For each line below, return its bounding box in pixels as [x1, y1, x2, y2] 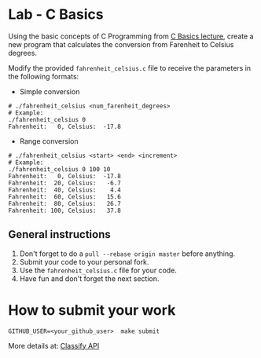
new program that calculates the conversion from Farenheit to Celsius [8, 39, 234, 49]
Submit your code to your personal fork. [19, 257, 149, 266]
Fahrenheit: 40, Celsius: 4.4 [8, 186, 122, 194]
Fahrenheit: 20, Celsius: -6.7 [8, 179, 122, 187]
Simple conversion [19, 86, 80, 96]
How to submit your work [8, 301, 176, 319]
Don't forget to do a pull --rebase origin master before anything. [19, 249, 236, 258]
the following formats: [8, 71, 79, 81]
